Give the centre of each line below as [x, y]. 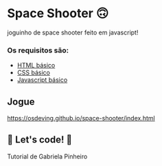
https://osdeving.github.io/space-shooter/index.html [81, 118]
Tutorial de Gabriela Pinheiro [47, 156]
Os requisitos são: [38, 50]
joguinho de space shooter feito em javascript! [73, 32]
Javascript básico [42, 80]
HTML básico [36, 65]
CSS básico [33, 73]
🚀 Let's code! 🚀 [40, 140]
